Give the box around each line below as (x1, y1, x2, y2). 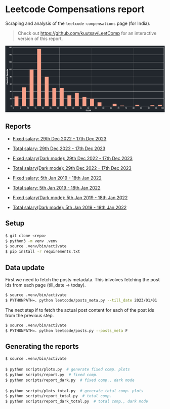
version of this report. (17, 35, 63, 42)
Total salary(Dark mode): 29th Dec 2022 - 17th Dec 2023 (12, 165, 132, 171)
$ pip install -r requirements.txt (5, 249, 80, 254)
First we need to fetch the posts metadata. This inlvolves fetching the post (5, 277, 160, 283)
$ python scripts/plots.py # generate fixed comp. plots (5, 367, 130, 372)
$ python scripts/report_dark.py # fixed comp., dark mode (5, 378, 135, 383)
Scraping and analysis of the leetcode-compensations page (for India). (5, 20, 151, 26)
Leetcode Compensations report (5, 4, 145, 15)
